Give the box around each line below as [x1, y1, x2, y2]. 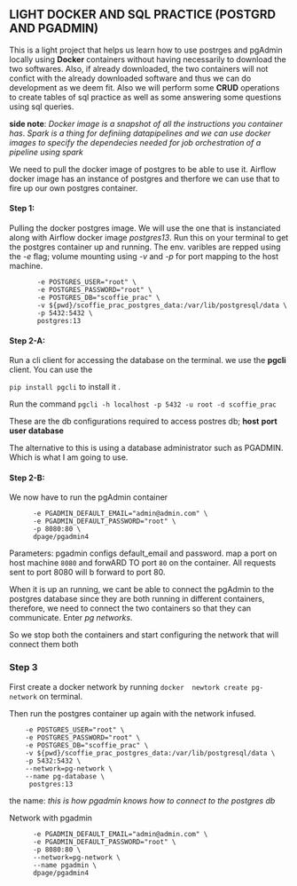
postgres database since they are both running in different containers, [9, 594, 265, 605]
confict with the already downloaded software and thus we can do [9, 73, 252, 83]
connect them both [9, 639, 79, 650]
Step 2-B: [9, 472, 45, 483]
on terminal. [39, 691, 82, 701]
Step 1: [9, 203, 35, 214]
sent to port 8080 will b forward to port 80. [9, 567, 166, 578]
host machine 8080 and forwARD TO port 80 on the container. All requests [9, 558, 277, 568]
